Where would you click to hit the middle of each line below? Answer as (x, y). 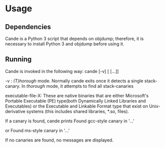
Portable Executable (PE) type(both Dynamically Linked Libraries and (76, 101)
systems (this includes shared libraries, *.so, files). (78, 111)
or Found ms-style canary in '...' (37, 130)
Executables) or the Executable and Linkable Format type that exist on (77, 106)
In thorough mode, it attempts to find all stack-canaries (78, 86)
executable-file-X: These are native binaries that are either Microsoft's (77, 95)
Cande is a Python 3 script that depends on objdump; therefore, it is (74, 38)
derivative (15, 111)
